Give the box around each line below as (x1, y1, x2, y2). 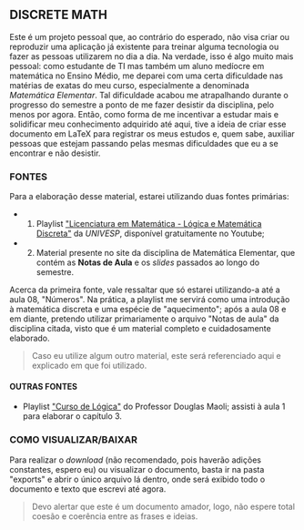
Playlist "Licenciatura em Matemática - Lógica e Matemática (35, 219, 262, 229)
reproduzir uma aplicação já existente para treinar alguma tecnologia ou (9, 41, 279, 52)
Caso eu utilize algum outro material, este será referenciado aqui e (31, 351, 282, 362)
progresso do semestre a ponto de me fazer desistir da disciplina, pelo (9, 99, 275, 110)
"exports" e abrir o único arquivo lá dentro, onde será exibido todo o (9, 474, 266, 484)
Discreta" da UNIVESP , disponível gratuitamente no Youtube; (35, 228, 266, 240)
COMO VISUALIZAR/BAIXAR (9, 433, 138, 446)
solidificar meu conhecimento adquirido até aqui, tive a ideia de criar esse (9, 118, 287, 129)
